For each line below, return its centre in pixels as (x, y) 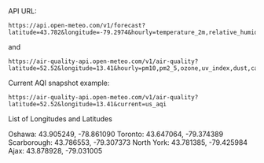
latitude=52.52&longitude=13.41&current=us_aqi (88, 105)
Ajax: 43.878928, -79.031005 (55, 151)
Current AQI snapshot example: (59, 83)
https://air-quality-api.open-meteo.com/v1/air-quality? (103, 98)
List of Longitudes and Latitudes (60, 119)
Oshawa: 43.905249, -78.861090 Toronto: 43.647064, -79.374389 (116, 134)
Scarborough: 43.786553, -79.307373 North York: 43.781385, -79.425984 (128, 143)
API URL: (22, 11)
